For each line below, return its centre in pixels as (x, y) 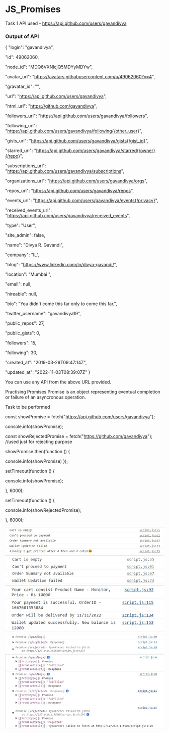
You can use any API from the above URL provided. (58, 382)
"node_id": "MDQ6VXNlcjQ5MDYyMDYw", (49, 67)
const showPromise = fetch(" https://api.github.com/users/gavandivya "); (80, 417)
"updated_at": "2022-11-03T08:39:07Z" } (48, 372)
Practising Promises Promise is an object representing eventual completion (83, 392)
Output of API (22, 36)
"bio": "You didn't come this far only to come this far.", (61, 304)
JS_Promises (33, 9)
